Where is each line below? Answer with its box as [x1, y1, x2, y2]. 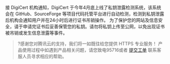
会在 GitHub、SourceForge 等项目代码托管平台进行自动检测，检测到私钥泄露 [5, 11, 164, 17]
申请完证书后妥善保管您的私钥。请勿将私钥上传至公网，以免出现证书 [22, 23, 165, 29]
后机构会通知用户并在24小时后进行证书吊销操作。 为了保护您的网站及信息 [5, 17, 158, 23]
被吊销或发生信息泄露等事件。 [5, 30, 67, 36]
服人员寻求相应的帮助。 [17, 53, 67, 59]
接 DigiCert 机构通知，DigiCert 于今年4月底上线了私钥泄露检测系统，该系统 [5, 5, 161, 10]
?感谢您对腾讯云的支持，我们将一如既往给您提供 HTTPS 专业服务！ [17, 41, 157, 47]
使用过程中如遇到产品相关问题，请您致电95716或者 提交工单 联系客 [22, 47, 161, 53]
